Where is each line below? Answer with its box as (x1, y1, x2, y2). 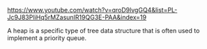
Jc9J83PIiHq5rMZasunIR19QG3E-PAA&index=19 (7, 13, 147, 21)
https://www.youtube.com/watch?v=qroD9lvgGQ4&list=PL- (7, 6, 178, 14)
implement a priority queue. (7, 34, 87, 42)
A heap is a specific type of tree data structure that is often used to (7, 27, 200, 35)
